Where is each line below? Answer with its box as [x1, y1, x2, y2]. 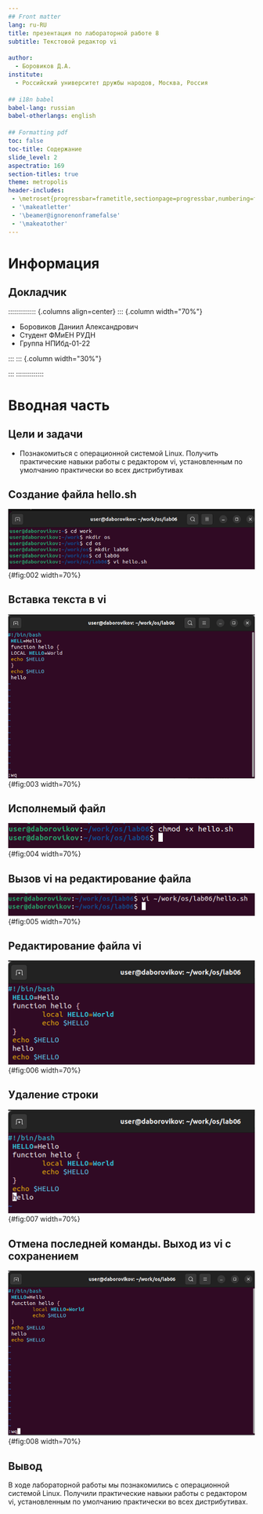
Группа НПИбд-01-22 [19, 338, 91, 348]
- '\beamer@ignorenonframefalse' [11, 211, 121, 219]
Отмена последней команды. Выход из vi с [8, 1237, 232, 1250]
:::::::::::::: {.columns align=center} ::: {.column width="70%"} [8, 306, 203, 316]
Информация [8, 254, 100, 272]
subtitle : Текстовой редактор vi [8, 38, 117, 46]
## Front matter [8, 13, 61, 20]
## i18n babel [8, 95, 55, 104]
